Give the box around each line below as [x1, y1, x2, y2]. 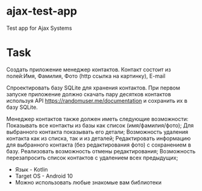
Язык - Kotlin [15, 165, 48, 173]
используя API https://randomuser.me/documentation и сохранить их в [6, 97, 187, 104]
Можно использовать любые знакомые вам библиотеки [15, 178, 162, 186]
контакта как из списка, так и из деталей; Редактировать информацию [6, 134, 191, 142]
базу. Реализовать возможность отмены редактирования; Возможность [6, 147, 196, 155]
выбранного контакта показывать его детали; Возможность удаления [6, 128, 189, 135]
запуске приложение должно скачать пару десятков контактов [6, 90, 172, 98]
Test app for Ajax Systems [6, 24, 72, 32]
